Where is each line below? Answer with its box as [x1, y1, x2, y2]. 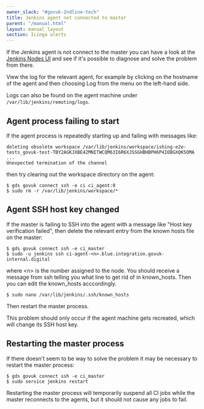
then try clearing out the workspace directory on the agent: [6, 171, 155, 178]
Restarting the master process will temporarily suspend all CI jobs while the [6, 389, 195, 396]
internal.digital [6, 256, 51, 262]
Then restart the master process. [6, 302, 90, 309]
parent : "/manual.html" [6, 20, 67, 26]
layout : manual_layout [6, 26, 64, 32]
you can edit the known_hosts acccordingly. [6, 279, 117, 287]
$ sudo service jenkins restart [6, 378, 88, 385]
